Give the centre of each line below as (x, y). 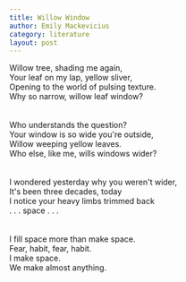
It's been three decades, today (66, 192)
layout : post (34, 43)
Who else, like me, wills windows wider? (83, 154)
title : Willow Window (50, 17)
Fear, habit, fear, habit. (51, 249)
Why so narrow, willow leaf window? (76, 97)
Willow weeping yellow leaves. (66, 144)
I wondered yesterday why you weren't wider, (93, 182)
